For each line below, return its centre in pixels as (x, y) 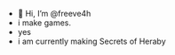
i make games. (44, 23)
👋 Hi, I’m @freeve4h (54, 14)
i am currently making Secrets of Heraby (91, 41)
